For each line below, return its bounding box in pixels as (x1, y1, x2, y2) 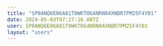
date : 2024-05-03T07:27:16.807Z (7, 16, 99, 23)
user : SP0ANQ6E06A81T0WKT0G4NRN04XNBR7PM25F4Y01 (7, 22, 148, 29)
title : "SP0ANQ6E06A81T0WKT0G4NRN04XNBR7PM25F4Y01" (7, 9, 157, 17)
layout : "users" (7, 28, 53, 36)
